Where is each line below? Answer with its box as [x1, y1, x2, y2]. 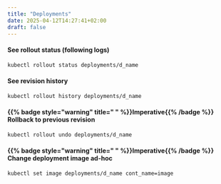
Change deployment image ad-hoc [7, 154, 113, 163]
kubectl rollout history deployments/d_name [7, 92, 142, 99]
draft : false [7, 23, 46, 31]
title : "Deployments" [7, 10, 72, 18]
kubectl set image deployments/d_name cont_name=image [7, 170, 174, 177]
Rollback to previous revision [7, 115, 96, 124]
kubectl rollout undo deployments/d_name [7, 131, 133, 139]
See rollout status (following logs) [7, 45, 110, 54]
